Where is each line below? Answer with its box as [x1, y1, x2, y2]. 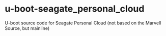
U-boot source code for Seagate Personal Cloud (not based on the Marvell [5, 20, 161, 26]
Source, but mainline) [5, 25, 50, 31]
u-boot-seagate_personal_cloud [5, 3, 145, 15]
